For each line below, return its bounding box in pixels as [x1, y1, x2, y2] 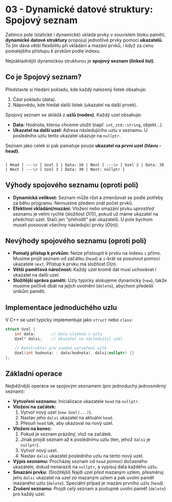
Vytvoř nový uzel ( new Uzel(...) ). [20, 409, 92, 415]
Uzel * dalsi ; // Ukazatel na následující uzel [14, 336, 123, 341]
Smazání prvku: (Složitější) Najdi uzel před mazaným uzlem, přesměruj [12, 469, 164, 475]
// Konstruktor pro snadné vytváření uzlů [14, 345, 107, 351]
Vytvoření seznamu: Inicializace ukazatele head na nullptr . [12, 398, 140, 404]
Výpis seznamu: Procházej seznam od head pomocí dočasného [12, 458, 148, 465]
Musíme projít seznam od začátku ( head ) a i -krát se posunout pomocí [12, 256, 160, 262]
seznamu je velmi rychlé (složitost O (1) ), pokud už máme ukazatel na [12, 210, 158, 217]
